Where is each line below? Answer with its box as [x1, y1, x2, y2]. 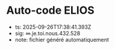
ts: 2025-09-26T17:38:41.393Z [14, 23, 92, 30]
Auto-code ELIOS [6, 4, 95, 17]
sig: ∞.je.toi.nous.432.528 [14, 29, 81, 36]
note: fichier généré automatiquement [14, 36, 110, 43]
